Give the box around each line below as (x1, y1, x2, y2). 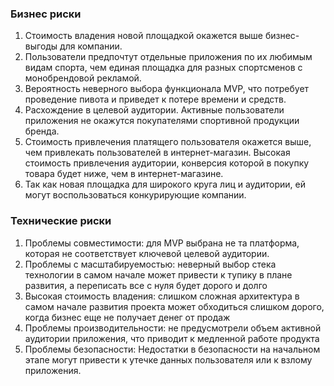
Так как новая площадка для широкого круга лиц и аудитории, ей (24, 178, 306, 191)
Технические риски (10, 214, 112, 228)
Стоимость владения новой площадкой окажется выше (24, 30, 264, 42)
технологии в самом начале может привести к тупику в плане (24, 268, 293, 281)
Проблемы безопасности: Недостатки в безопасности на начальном (24, 343, 321, 355)
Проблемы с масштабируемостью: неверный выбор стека (24, 258, 277, 270)
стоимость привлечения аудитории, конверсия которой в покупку (24, 157, 310, 169)
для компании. (59, 40, 123, 52)
